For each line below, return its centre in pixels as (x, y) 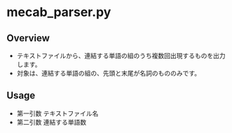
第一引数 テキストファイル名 (57, 113)
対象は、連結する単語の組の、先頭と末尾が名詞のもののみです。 (109, 73)
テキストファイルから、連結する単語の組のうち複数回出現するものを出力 (121, 56)
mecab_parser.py (59, 12)
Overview (28, 38)
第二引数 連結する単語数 (52, 122)
